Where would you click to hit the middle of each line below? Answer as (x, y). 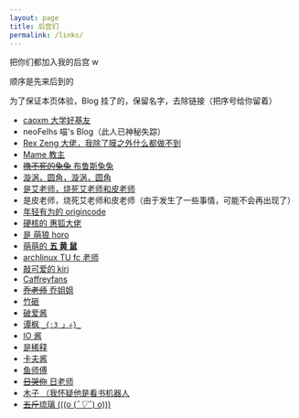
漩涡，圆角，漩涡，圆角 (67, 177)
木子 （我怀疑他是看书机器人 (76, 393)
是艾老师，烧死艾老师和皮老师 (79, 189)
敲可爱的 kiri (46, 269)
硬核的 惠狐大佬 (52, 223)
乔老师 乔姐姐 (48, 290)
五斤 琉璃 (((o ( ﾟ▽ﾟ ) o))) (67, 404)
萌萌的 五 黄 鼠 (50, 246)
